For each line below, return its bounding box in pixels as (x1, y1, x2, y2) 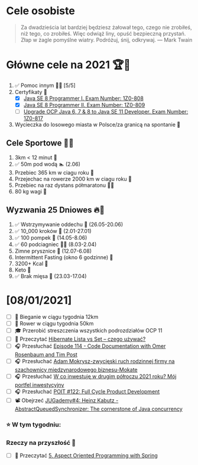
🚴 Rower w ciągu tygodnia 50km (14, 319, 94, 327)
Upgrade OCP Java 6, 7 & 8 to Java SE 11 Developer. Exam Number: (23, 108, 189, 115)
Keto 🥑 (14, 266, 31, 273)
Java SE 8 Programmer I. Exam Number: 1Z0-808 (23, 95, 144, 102)
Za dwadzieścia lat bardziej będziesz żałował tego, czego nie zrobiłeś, (20, 24, 192, 31)
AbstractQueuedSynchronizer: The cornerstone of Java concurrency (14, 405, 183, 412)
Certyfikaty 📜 (14, 88, 47, 95)
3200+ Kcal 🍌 (14, 260, 48, 267)
